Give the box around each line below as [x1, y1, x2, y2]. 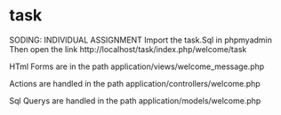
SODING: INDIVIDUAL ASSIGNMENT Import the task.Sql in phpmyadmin [9, 34, 273, 45]
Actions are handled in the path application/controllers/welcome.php [9, 78, 261, 88]
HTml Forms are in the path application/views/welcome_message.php [9, 61, 265, 72]
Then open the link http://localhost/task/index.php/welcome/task [9, 43, 247, 54]
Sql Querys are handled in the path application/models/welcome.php [9, 95, 261, 106]
